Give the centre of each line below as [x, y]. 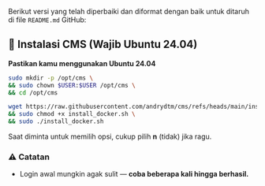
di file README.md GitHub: [47, 20]
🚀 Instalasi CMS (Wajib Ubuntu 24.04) [103, 45]
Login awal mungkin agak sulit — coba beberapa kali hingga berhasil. [134, 174]
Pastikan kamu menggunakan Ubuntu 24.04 [82, 63]
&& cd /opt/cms [33, 93]
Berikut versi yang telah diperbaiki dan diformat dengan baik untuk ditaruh [129, 11]
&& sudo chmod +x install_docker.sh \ [72, 114]
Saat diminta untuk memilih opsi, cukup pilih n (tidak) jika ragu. [110, 136]
